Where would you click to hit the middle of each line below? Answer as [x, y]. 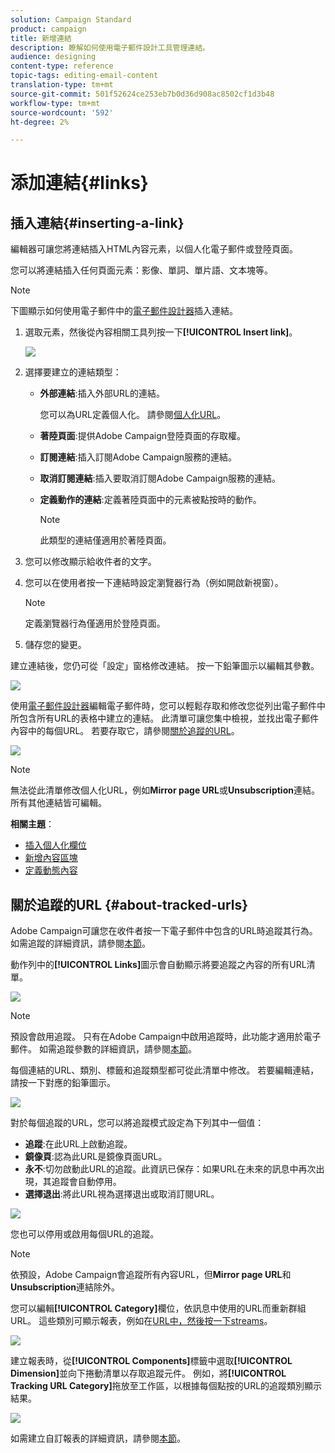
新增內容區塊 [51, 858]
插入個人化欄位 [55, 845]
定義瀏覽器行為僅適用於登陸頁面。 [95, 623]
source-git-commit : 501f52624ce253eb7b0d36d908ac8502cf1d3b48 [142, 94]
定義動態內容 [51, 870]
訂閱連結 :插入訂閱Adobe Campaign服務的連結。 [138, 457]
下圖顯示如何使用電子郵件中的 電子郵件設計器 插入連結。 [124, 311]
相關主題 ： [32, 824]
